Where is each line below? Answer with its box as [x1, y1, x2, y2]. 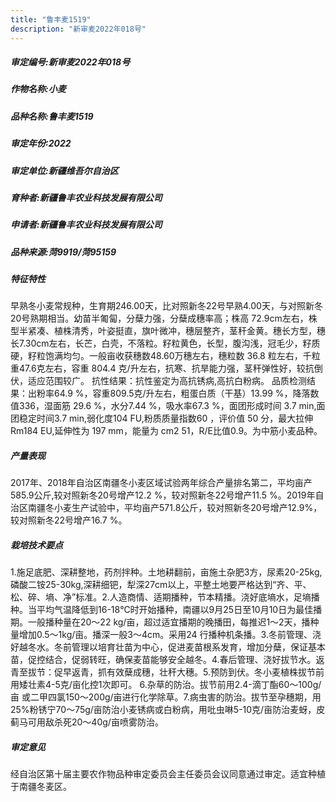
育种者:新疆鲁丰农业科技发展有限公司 [10, 191, 163, 203]
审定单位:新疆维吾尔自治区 [10, 164, 119, 176]
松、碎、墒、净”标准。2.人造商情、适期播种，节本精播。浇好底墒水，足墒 [10, 591, 312, 603]
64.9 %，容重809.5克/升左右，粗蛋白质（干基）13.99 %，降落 [53, 387, 311, 400]
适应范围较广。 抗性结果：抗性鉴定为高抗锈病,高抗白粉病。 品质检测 [27, 375, 307, 387]
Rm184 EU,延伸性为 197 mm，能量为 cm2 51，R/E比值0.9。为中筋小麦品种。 [10, 425, 323, 437]
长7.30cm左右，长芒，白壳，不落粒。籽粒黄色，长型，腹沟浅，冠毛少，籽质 [10, 337, 321, 350]
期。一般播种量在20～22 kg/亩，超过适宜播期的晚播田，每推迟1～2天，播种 [10, 616, 320, 628]
